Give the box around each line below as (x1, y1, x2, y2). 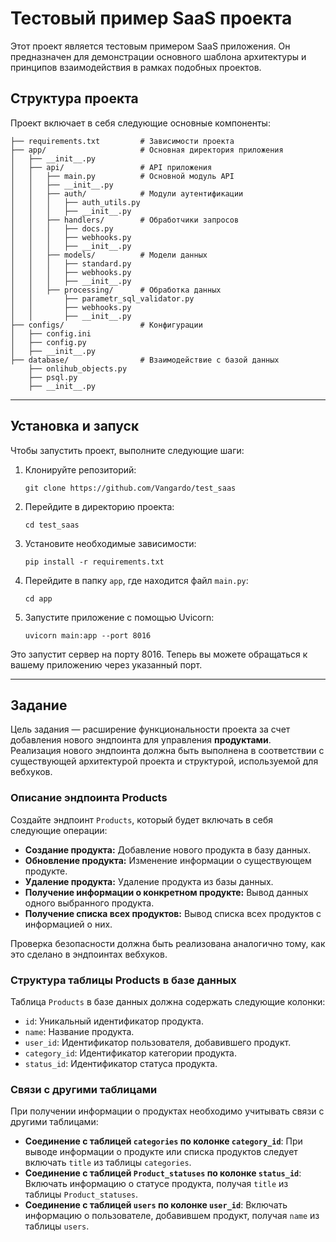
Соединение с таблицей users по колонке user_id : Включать (24, 1199, 288, 1211)
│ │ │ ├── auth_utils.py (10, 197, 141, 207)
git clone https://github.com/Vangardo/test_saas (24, 483, 237, 493)
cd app (24, 593, 53, 604)
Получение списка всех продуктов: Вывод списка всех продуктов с (24, 907, 322, 919)
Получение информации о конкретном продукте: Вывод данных (24, 886, 309, 898)
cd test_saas (24, 520, 80, 530)
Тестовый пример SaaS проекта (10, 7, 293, 30)
